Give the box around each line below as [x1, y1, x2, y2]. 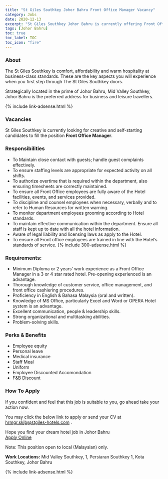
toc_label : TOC [5, 36, 37, 41]
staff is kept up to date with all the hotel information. [12, 226, 120, 232]
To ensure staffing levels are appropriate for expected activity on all [12, 167, 152, 173]
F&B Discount [12, 375, 41, 381]
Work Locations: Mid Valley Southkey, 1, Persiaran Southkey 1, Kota [5, 453, 145, 459]
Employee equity [12, 343, 47, 349]
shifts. [12, 173, 25, 179]
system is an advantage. [12, 303, 63, 309]
